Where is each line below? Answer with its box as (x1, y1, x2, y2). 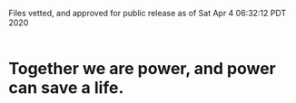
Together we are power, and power (8, 59, 276, 80)
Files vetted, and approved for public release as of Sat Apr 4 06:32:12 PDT (8, 8, 287, 18)
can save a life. (8, 78, 124, 98)
